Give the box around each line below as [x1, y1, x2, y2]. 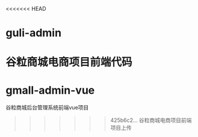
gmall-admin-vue [5, 84, 95, 97]
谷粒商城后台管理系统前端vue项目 [5, 104, 89, 111]
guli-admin [5, 26, 61, 40]
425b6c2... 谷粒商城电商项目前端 [110, 117, 192, 124]
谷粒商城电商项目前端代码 [5, 55, 133, 69]
